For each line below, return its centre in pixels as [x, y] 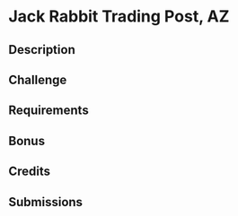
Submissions [45, 202]
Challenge [38, 79]
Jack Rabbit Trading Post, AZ [119, 17]
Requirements [48, 111]
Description [42, 50]
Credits [30, 172]
